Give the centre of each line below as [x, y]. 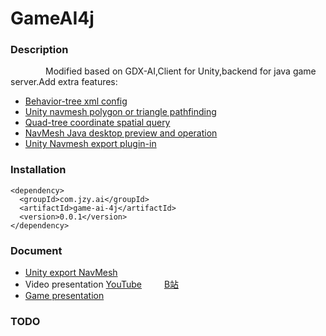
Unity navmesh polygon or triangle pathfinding [120, 112]
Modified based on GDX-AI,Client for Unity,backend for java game [181, 71]
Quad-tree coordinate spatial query [97, 123]
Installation [38, 170]
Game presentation [64, 296]
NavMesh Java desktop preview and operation [121, 133]
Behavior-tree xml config [76, 101]
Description [39, 50]
